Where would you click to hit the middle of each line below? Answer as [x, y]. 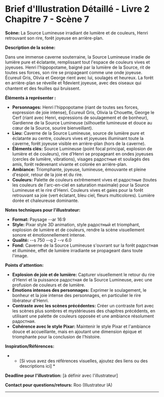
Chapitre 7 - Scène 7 [47, 19]
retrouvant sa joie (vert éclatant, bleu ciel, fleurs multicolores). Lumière [83, 195]
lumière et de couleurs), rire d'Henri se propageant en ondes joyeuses [83, 154]
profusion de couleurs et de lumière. [49, 285]
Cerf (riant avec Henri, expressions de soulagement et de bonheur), [80, 118]
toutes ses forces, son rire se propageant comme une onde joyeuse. [74, 72]
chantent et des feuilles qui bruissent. [43, 88]
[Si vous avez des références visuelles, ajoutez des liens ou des [83, 361]
